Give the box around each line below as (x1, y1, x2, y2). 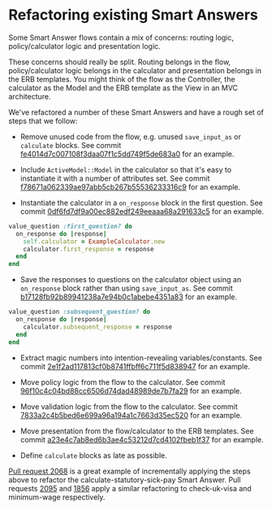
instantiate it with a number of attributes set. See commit (19, 173, 210, 183)
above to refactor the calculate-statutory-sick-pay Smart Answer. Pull (8, 474, 241, 485)
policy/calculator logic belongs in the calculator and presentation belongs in (8, 65, 262, 75)
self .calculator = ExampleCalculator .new (23, 238, 165, 246)
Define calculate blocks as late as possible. (19, 450, 168, 460)
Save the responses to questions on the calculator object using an (19, 275, 242, 285)
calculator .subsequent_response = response (23, 323, 173, 331)
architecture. (8, 91, 51, 101)
